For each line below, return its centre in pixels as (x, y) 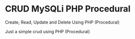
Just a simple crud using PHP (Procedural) (48, 31)
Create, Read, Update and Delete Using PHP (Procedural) (62, 22)
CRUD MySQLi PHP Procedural (68, 9)
